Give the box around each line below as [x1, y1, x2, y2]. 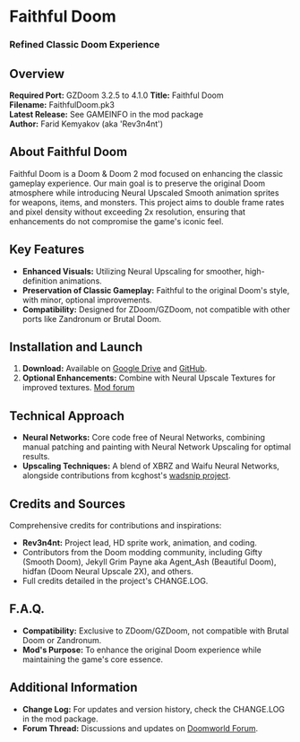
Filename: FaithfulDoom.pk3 [9, 99, 115, 109]
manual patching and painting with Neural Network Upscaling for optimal [21, 441, 291, 452]
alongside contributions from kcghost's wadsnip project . [21, 470, 231, 481]
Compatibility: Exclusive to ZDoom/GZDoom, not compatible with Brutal [21, 625, 289, 636]
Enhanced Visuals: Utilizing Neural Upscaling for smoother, [21, 266, 244, 276]
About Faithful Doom [9, 144, 128, 160]
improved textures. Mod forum [21, 382, 135, 393]
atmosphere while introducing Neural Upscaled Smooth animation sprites [9, 187, 279, 198]
